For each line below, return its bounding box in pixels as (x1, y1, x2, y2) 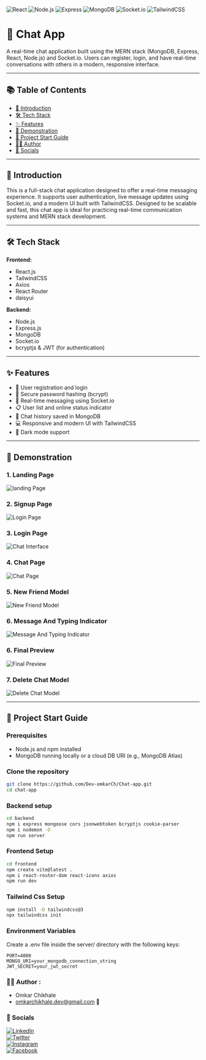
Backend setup (6, 801, 52, 810)
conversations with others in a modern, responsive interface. (6, 60, 160, 68)
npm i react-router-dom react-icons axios (6, 872, 116, 878)
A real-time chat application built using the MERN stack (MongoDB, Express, (6, 47, 199, 55)
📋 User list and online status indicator (15, 404, 112, 411)
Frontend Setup (6, 847, 54, 855)
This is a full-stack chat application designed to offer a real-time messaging (6, 186, 197, 193)
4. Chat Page (6, 558, 45, 567)
